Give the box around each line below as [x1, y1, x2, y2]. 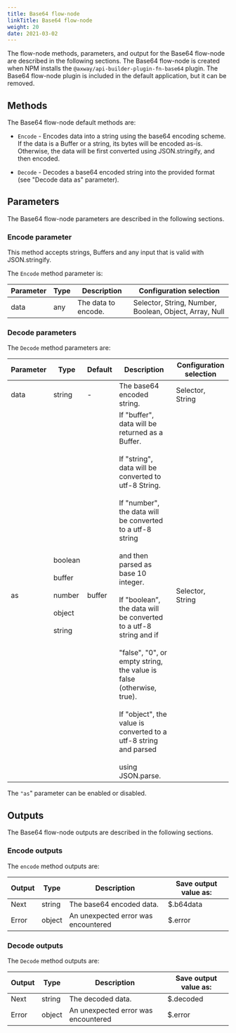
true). [119, 691, 138, 701]
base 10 [119, 568, 147, 578]
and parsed [119, 744, 157, 754]
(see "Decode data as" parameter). [17, 175, 119, 184]
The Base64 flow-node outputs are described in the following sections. [7, 828, 214, 837]
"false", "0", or [119, 648, 167, 658]
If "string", [119, 454, 153, 464]
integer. [119, 577, 145, 587]
